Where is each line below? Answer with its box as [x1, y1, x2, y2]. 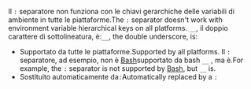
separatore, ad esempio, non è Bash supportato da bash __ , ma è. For [19, 55, 244, 65]
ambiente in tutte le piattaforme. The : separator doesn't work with [8, 15, 223, 24]
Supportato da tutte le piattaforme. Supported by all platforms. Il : [19, 47, 231, 56]
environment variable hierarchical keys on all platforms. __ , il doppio [8, 24, 228, 32]
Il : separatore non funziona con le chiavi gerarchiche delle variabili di [8, 7, 234, 16]
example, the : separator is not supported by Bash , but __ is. [19, 64, 216, 73]
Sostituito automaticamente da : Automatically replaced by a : [19, 72, 218, 81]
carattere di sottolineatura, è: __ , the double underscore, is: [8, 32, 198, 41]
